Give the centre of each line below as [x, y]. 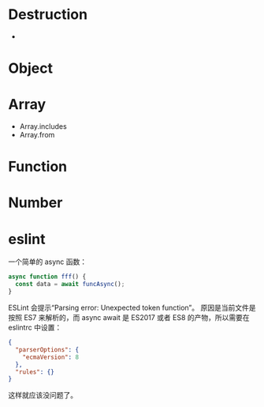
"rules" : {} [35, 372]
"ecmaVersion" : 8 [51, 357]
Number [35, 203]
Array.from [37, 135]
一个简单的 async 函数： [48, 262]
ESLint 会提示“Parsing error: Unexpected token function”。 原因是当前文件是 [132, 307]
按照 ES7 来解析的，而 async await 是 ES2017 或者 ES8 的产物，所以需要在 [129, 317]
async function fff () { [47, 277]
